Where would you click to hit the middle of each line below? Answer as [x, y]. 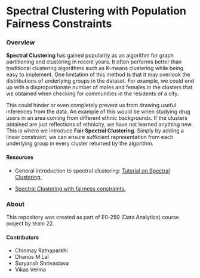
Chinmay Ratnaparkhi [41, 250]
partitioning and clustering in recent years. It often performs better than [94, 62]
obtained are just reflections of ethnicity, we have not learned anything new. [99, 125]
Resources [20, 158]
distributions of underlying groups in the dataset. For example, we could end [100, 81]
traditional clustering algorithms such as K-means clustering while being [95, 68]
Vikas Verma [30, 270]
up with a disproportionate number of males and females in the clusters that [99, 87]
